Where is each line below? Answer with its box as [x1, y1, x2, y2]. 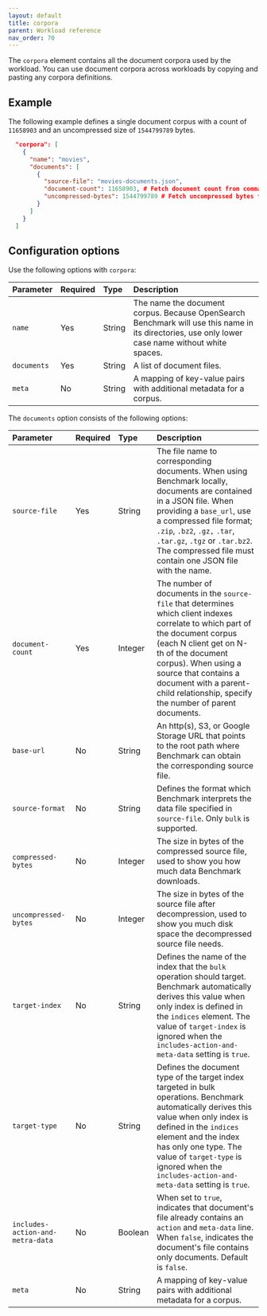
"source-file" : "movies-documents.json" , [43, 178, 183, 185]
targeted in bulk [156, 1082, 215, 1093]
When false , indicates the [156, 1232, 253, 1243]
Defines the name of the [156, 951, 247, 963]
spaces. [133, 347, 163, 358]
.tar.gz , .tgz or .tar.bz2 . [156, 535, 253, 546]
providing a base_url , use [156, 506, 252, 517]
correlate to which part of [156, 618, 252, 629]
